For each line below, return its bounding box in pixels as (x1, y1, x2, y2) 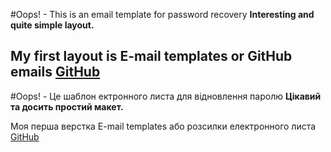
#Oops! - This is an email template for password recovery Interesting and (10, 9, 315, 20)
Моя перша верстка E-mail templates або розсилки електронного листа (10, 120, 317, 132)
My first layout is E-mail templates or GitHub (10, 48, 293, 65)
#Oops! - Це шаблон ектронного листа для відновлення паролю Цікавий (10, 90, 322, 102)
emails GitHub (10, 64, 101, 81)
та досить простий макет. (10, 100, 124, 113)
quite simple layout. (10, 19, 95, 31)
